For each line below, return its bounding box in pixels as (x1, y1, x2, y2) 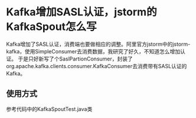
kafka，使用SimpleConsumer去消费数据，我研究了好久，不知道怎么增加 (6, 48, 181, 55)
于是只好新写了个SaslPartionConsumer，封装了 (17, 55, 133, 62)
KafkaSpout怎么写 (6, 20, 97, 33)
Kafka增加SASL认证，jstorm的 (6, 5, 158, 19)
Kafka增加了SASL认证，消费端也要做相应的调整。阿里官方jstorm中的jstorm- (6, 41, 191, 48)
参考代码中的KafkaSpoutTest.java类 (6, 105, 93, 112)
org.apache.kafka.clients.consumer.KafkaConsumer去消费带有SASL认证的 (6, 62, 187, 69)
